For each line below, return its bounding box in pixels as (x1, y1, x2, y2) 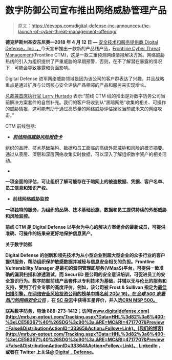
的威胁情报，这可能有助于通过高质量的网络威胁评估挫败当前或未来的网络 (5, 106, 158, 112)
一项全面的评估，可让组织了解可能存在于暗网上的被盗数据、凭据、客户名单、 (5, 178, 167, 185)
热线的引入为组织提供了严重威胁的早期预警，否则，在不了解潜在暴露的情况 (5, 58, 162, 64)
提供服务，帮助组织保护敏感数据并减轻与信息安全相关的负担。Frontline (5, 258, 155, 265)
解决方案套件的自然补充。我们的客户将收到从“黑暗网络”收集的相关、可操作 (9, 99, 166, 105)
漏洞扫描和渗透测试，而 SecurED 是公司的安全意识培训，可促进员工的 (14, 271, 161, 277)
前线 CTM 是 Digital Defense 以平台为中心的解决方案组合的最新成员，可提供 (5, 224, 165, 230)
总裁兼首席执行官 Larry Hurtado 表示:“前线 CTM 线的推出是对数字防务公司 (5, 93, 161, 99)
